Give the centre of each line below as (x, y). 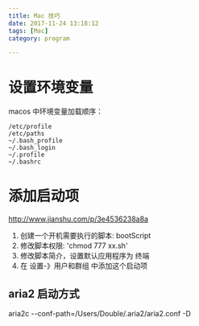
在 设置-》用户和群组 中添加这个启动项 (84, 266)
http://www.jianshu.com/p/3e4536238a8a (79, 219)
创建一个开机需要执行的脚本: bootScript (85, 236)
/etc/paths (27, 134)
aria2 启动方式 (44, 293)
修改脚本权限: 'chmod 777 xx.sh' (74, 246)
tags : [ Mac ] (28, 31)
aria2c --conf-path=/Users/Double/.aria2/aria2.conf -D (100, 313)
